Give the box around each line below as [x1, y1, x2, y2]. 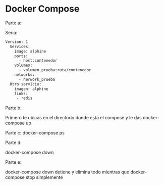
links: [14, 91, 28, 96]
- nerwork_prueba [18, 77, 56, 82]
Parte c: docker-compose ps [5, 130, 65, 136]
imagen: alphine [14, 86, 49, 91]
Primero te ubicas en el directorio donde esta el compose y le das [5, 115, 142, 121]
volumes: [14, 63, 33, 68]
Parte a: [5, 20, 22, 26]
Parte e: [5, 159, 22, 165]
